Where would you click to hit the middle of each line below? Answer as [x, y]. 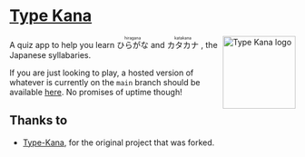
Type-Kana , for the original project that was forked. [118, 142]
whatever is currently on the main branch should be [105, 82]
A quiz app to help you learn [62, 44]
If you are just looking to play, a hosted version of [102, 73]
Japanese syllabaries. [50, 54]
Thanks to [39, 120]
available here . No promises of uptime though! [96, 92]
